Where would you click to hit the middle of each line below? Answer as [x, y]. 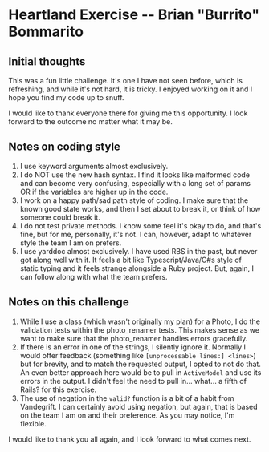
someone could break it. [60, 217]
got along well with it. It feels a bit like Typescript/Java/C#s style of [131, 260]
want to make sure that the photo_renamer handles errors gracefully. [134, 338]
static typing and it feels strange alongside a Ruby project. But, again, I [137, 268]
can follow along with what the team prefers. [94, 276]
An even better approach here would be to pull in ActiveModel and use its [141, 372]
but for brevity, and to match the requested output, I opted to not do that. [140, 364]
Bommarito [46, 32]
